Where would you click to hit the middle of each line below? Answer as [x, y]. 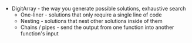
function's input [39, 34]
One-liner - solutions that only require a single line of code [91, 15]
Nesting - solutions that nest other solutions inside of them [91, 21]
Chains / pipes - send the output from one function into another [97, 27]
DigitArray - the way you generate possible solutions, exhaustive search [99, 9]
